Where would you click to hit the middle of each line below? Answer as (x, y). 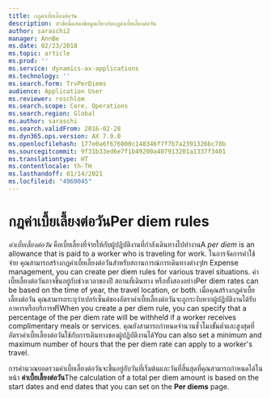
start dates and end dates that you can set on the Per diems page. (119, 386)
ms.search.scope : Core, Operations (68, 106)
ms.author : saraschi (43, 121)
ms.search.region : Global (52, 114)
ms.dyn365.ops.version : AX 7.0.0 (65, 136)
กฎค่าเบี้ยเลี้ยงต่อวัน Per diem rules (109, 221)
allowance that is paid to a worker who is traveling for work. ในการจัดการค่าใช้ (132, 253)
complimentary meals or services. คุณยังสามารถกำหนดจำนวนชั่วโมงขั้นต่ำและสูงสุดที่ (131, 325)
